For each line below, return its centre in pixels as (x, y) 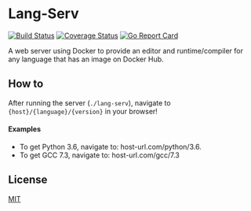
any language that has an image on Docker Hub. (86, 59)
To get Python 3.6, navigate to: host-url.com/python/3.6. (110, 146)
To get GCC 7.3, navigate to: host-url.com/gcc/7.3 (100, 155)
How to (26, 84)
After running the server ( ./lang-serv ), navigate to (89, 102)
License (28, 180)
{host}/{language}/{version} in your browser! (83, 111)
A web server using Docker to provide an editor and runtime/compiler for (125, 50)
